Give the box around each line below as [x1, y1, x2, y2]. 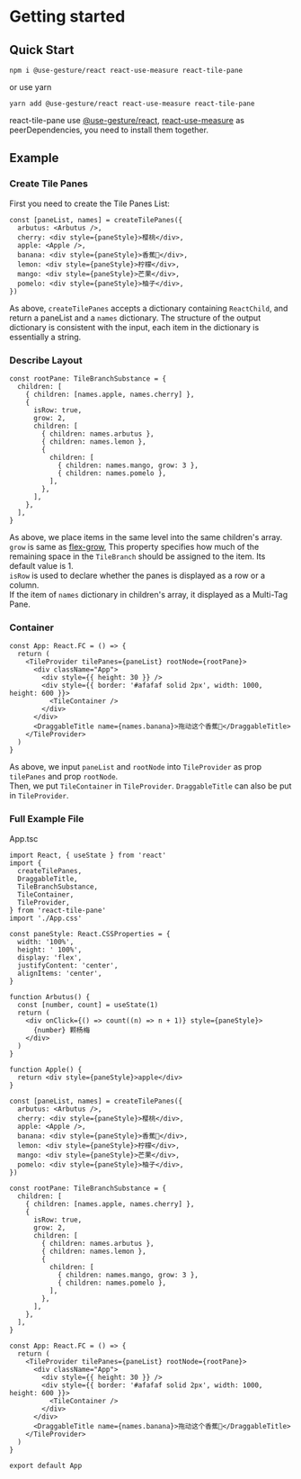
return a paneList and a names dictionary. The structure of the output [9, 312, 261, 323]
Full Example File [9, 813, 84, 825]
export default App [9, 1461, 83, 1470]
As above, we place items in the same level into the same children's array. [9, 531, 283, 542]
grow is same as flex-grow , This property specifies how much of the [9, 541, 260, 552]
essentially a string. [9, 331, 82, 342]
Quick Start [9, 42, 75, 58]
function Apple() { [9, 1065, 83, 1074]
